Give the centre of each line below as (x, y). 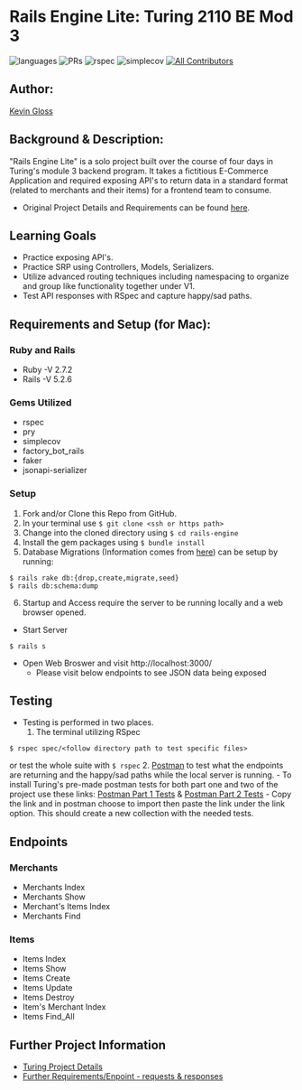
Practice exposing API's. (68, 257)
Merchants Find (51, 916)
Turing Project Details (63, 1067)
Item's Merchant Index (64, 1007)
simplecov (41, 442)
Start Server (45, 629)
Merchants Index (54, 888)
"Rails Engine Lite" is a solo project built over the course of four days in (141, 161)
